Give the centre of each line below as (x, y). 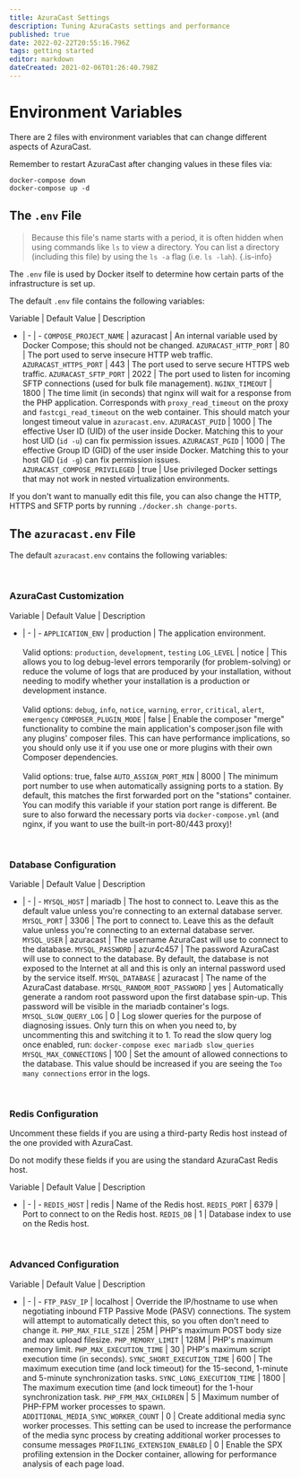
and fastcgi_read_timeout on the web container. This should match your (156, 412)
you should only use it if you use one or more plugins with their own (147, 747)
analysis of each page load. (73, 1464)
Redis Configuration (54, 1113)
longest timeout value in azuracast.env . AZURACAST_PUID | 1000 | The (147, 421)
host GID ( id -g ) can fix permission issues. (101, 460)
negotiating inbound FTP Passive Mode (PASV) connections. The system (156, 1311)
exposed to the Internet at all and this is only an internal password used (154, 968)
